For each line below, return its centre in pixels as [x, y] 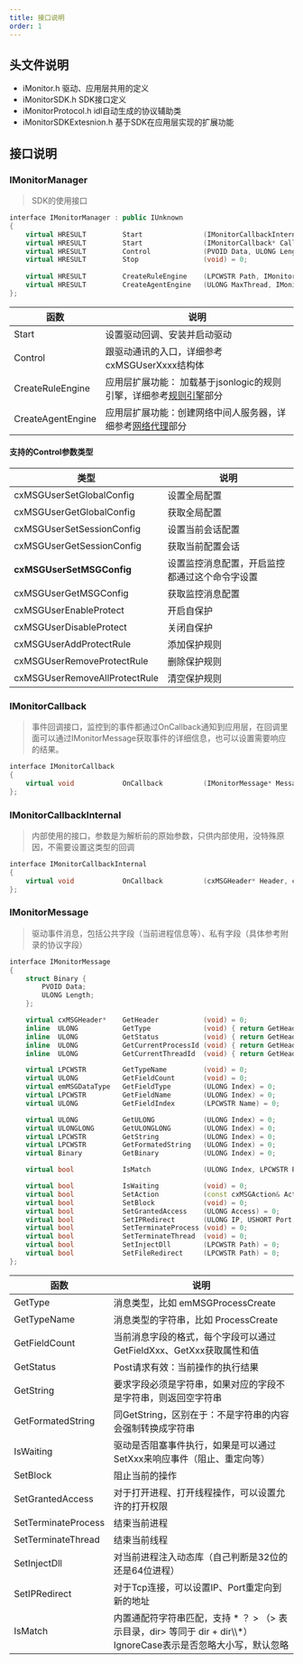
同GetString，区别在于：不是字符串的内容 [201, 1415]
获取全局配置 [195, 512]
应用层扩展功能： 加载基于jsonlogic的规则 [193, 382]
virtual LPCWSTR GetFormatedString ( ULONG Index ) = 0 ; [151, 1145]
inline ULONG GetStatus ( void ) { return [145, 1037]
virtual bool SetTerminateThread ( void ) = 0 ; [137, 1237]
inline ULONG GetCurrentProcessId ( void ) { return [145, 1045]
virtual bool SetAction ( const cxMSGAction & [153, 1194]
